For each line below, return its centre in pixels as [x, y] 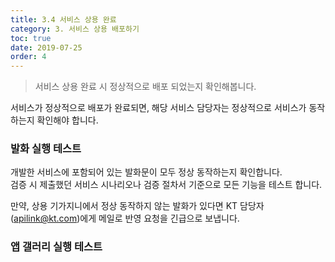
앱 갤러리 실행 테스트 [56, 247]
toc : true [31, 38]
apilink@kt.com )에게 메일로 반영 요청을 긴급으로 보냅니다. [126, 218]
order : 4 [28, 57]
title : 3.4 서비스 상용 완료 [63, 19]
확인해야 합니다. [67, 120]
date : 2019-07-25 [46, 47]
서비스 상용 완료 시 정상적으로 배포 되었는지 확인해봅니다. [145, 87]
